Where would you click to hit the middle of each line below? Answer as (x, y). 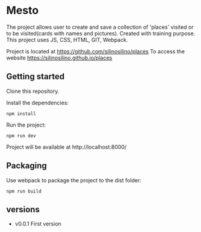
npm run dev (21, 135)
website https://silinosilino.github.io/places (59, 58)
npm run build (24, 191)
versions (23, 210)
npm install (21, 114)
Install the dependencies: (38, 103)
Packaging (26, 166)
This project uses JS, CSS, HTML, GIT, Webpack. (67, 40)
